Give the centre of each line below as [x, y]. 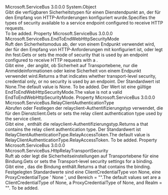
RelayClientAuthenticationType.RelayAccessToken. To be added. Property [81, 140]
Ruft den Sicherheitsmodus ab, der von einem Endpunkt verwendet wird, [80, 44]
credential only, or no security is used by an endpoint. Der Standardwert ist [83, 81]
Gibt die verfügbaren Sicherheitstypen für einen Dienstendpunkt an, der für [83, 12]
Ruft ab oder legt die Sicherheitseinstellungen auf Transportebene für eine [82, 156]
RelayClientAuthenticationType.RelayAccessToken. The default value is [78, 135]
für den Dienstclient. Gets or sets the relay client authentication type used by [84, 113]
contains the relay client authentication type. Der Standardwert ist [73, 129]
